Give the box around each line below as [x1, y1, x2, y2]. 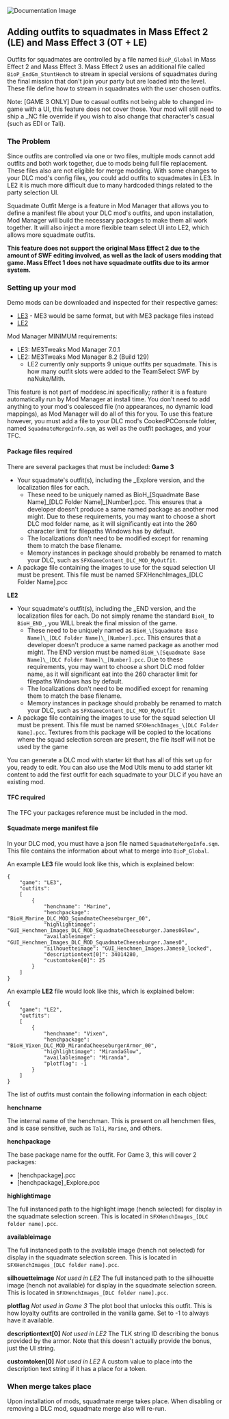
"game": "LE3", [19, 879, 63, 886]
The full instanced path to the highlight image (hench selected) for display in [7, 1205, 222, 1214]
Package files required [7, 447, 73, 455]
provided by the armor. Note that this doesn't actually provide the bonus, [7, 1337, 212, 1345]
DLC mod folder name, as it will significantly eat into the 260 [27, 519, 198, 527]
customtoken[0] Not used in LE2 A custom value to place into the [7, 1357, 193, 1366]
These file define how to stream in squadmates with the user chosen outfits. [7, 84, 221, 92]
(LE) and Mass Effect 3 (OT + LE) [7, 37, 148, 49]
